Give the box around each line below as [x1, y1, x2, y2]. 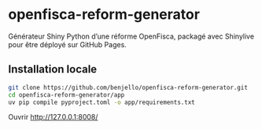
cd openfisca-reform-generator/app [8, 90, 125, 99]
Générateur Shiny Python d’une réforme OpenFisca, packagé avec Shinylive [8, 31, 254, 41]
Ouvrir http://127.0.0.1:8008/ [8, 112, 98, 122]
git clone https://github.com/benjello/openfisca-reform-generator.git [8, 83, 248, 91]
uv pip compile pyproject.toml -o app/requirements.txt [8, 98, 195, 106]
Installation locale [8, 63, 98, 76]
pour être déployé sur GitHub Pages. [8, 39, 127, 49]
